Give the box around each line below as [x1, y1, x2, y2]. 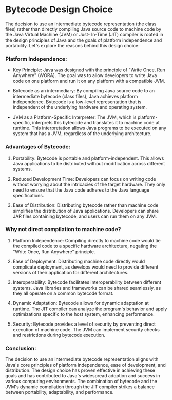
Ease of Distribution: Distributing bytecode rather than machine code [12, 202, 159, 208]
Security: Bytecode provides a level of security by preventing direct [12, 321, 156, 327]
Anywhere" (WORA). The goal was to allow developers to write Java [12, 72, 157, 79]
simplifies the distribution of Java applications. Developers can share [12, 207, 159, 214]
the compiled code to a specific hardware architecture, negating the [12, 243, 157, 249]
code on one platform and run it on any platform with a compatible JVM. [12, 78, 165, 84]
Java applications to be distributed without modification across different [12, 160, 165, 166]
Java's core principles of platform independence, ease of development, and [5, 362, 166, 368]
